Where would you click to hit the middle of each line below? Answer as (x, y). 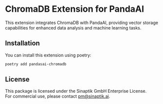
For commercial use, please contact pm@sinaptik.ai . (58, 96)
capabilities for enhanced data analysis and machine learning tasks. (73, 27)
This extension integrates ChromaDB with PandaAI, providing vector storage (82, 23)
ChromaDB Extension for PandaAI (75, 9)
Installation (22, 43)
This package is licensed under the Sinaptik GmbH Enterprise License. (76, 91)
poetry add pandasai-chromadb (36, 64)
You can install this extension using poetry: (48, 55)
